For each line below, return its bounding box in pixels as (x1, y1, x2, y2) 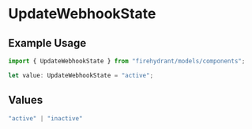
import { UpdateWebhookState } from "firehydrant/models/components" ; (8, 57, 246, 65)
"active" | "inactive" (8, 114, 83, 123)
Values (8, 93, 43, 107)
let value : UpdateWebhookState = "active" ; (8, 71, 154, 79)
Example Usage (8, 36, 87, 50)
